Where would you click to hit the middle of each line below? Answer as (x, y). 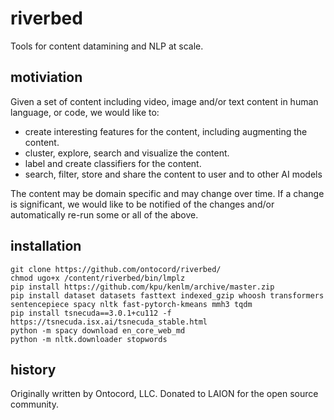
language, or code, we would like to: (85, 112)
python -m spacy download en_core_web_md (98, 330)
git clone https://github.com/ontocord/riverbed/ (116, 269)
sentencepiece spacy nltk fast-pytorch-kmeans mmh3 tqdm (131, 304)
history (33, 369)
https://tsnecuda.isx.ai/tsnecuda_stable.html (109, 322)
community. (34, 404)
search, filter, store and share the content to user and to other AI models (173, 174)
